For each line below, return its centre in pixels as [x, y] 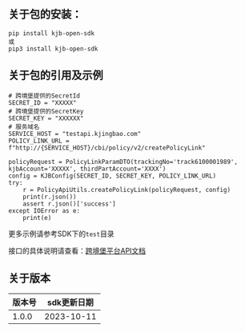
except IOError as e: [44, 210]
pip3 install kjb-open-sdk [53, 49]
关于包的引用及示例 [56, 76]
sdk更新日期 [70, 302]
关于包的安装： [45, 14]
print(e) [37, 218]
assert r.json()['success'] [69, 204]
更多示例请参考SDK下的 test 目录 [61, 234]
